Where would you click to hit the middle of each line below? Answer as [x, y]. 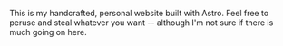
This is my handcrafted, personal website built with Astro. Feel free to [139, 13]
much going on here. [49, 32]
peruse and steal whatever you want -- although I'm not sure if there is [141, 23]
